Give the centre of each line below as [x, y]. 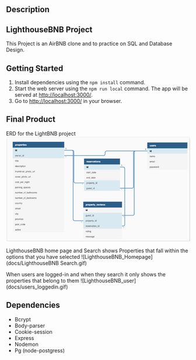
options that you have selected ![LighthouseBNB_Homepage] [79, 256]
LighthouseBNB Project [49, 30]
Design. [15, 50]
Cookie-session [33, 332]
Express [24, 338]
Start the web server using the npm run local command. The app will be [101, 89]
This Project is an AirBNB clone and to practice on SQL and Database [89, 44]
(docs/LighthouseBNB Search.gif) [47, 263]
